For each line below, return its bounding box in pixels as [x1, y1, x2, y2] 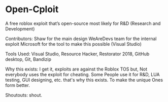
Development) [5, 25, 35, 31]
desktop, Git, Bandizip [5, 56, 52, 62]
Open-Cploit [5, 4, 59, 15]
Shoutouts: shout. [5, 92, 42, 98]
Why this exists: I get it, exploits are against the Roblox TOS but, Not [5, 66, 148, 72]
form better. [5, 82, 30, 88]
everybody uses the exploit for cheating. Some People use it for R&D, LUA [5, 71, 160, 77]
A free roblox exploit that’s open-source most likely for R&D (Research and [5, 20, 161, 26]
